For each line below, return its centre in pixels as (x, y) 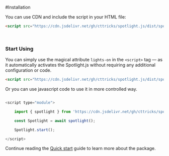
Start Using (19, 49)
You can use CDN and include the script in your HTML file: (66, 17)
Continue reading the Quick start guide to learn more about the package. (80, 148)
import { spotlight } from (43, 112)
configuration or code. (28, 70)
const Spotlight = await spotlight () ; (55, 121)
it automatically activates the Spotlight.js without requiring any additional (80, 65)
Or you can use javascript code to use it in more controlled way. (71, 89)
